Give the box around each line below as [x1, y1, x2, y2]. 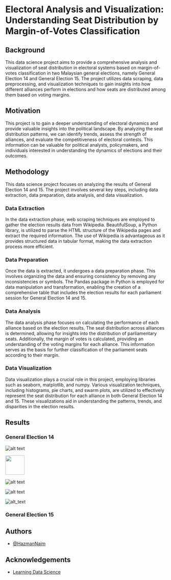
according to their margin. [5, 352, 60, 358]
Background [5, 45, 45, 54]
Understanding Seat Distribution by [5, 14, 159, 26]
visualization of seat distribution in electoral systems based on [5, 65, 137, 71]
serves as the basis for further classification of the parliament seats [5, 346, 148, 353]
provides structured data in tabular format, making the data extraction [5, 238, 152, 244]
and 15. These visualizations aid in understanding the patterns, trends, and [5, 398, 162, 404]
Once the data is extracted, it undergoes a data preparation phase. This [5, 268, 156, 274]
